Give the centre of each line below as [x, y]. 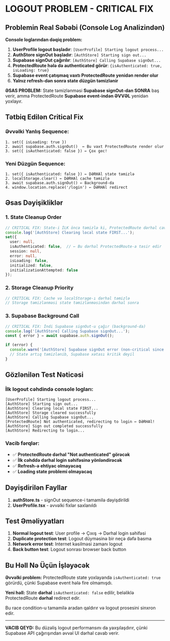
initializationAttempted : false [44, 270]
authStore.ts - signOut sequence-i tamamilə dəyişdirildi [71, 500]
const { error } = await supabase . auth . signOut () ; [60, 336]
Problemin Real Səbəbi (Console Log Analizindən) [85, 28]
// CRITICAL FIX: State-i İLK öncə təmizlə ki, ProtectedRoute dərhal [81, 228]
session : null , [26, 251]
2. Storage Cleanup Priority [39, 288]
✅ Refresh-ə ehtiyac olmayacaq [47, 465]
